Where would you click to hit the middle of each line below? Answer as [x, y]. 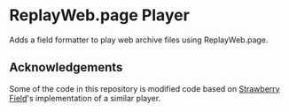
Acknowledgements [66, 67]
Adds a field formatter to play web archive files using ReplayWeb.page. [139, 40]
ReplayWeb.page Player [100, 15]
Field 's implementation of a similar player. [85, 98]
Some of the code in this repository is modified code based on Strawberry [145, 88]
